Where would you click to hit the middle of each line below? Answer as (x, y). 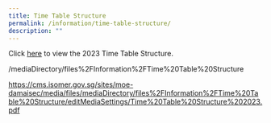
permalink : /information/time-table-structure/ (90, 23)
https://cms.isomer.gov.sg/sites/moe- (71, 84)
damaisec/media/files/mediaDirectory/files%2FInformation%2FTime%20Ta (133, 93)
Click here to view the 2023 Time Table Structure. (91, 54)
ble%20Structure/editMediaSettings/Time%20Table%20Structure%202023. (135, 102)
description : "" (35, 31)
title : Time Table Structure (57, 16)
